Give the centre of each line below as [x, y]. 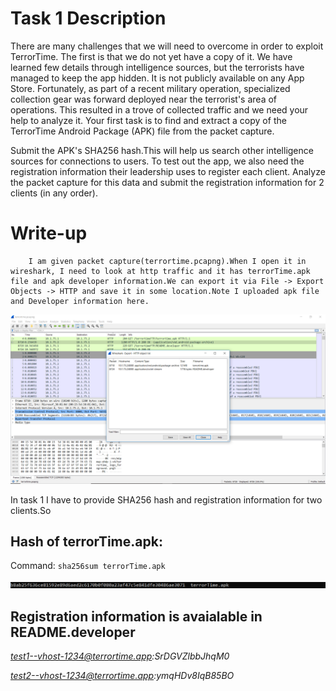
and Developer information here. [80, 301]
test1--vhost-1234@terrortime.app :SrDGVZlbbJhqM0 [120, 656]
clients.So [31, 510]
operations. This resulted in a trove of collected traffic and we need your [159, 109]
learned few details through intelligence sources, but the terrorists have [157, 67]
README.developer [73, 632]
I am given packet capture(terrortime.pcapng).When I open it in [167, 261]
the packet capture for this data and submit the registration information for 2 [167, 182]
